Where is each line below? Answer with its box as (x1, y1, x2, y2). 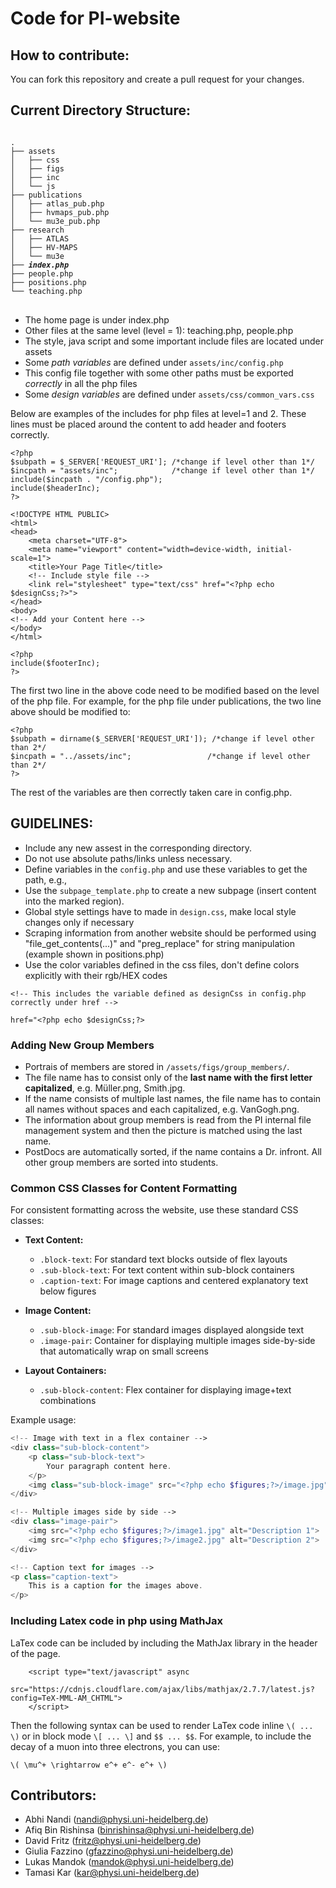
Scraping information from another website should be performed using (24, 927, 317, 939)
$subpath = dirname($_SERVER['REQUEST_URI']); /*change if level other (10, 733, 315, 744)
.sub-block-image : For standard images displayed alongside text (39, 1324, 305, 1336)
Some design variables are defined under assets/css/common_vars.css (24, 388, 315, 400)
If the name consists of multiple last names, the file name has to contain (24, 1092, 322, 1104)
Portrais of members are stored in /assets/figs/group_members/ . (24, 1060, 290, 1072)
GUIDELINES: (10, 815, 94, 832)
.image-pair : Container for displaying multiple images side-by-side (39, 1335, 316, 1347)
